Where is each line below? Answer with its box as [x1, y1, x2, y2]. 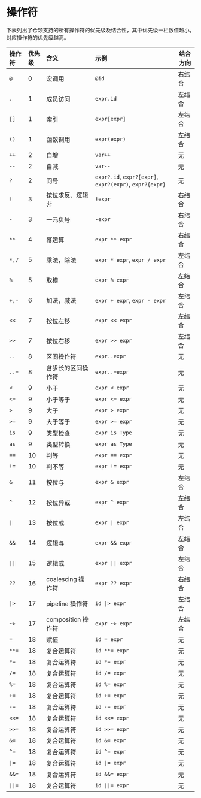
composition [45, 615, 81, 624]
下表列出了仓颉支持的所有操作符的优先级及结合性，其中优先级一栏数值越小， [6, 26, 195, 34]
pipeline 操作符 [45, 600, 89, 608]
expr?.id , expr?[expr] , [95, 172, 159, 180]
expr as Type [95, 440, 133, 447]
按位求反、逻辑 [45, 191, 89, 199]
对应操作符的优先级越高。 [6, 34, 69, 41]
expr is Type [95, 429, 133, 436]
